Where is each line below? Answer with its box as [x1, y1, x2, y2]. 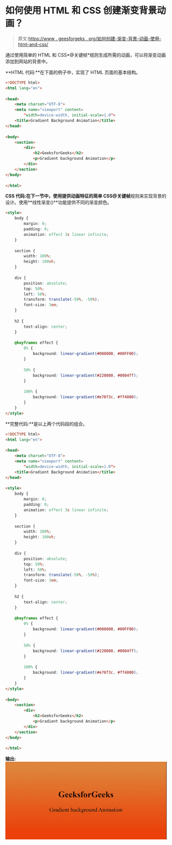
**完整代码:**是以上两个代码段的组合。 [5, 421, 88, 427]
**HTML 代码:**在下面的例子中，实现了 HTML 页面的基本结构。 [5, 69, 141, 75]
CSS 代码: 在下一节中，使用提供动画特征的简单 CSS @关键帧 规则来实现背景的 [5, 193, 166, 199]
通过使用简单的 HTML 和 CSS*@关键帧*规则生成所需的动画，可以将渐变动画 [5, 52, 166, 58]
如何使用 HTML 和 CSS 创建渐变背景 [5, 5, 157, 16]
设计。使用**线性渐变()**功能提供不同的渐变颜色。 [5, 199, 112, 205]
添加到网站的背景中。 [5, 58, 50, 64]
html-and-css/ [17, 41, 49, 47]
